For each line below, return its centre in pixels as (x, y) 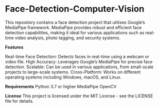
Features (14, 47)
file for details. (19, 101)
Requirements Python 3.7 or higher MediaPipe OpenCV (61, 86)
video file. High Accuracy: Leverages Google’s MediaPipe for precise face (79, 62)
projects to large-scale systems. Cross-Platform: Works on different (73, 72)
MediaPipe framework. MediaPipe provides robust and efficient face (73, 27)
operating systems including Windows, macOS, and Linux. (63, 77)
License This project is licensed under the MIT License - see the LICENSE (79, 96)
